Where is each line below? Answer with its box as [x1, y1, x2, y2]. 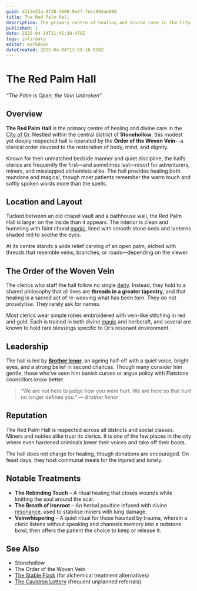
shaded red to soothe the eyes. [6, 231, 82, 239]
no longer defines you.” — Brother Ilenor [20, 393, 119, 401]
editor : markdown [6, 42, 49, 48]
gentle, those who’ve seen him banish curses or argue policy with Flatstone [6, 369, 189, 377]
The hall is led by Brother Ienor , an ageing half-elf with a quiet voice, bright [6, 357, 189, 364]
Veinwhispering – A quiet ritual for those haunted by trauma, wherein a [14, 514, 188, 521]
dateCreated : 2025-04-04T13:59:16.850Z [6, 47, 104, 53]
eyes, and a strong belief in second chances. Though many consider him [6, 363, 182, 370]
